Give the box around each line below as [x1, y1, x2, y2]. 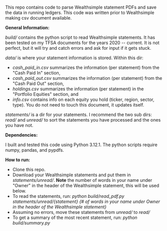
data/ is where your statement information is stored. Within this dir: [5, 55, 144, 61]
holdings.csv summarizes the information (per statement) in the [12, 86, 144, 92]
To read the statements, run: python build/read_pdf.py [12, 193, 124, 199]
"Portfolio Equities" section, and [12, 91, 79, 97]
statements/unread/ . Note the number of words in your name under [12, 177, 152, 183]
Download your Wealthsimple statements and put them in [12, 172, 131, 178]
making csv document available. [5, 15, 72, 21]
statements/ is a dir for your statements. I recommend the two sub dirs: [5, 111, 152, 118]
